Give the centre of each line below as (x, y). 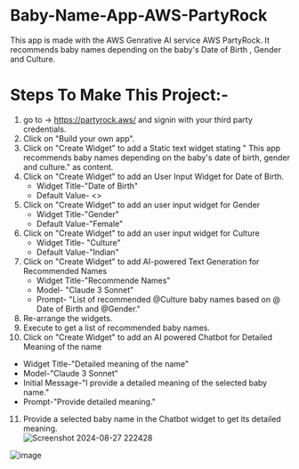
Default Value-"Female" (80, 223)
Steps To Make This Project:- (120, 95)
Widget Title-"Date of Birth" (87, 186)
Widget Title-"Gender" (77, 214)
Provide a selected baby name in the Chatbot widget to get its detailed (152, 418)
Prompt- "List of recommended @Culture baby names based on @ (158, 299)
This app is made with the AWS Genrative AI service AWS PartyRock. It (140, 40)
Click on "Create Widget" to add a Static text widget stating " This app (152, 148)
